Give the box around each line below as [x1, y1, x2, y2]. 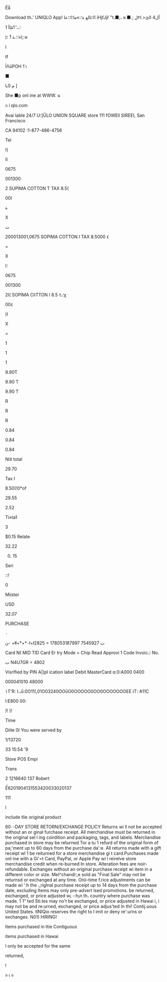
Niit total [5, 456, 22, 462]
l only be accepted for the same [5, 943, 71, 949]
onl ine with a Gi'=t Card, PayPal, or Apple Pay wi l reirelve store [5, 856, 137, 861]
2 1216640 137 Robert [5, 775, 50, 781]
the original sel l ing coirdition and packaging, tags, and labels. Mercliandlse [5, 834, 161, 840]
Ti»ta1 [5, 514, 17, 520]
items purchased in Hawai [5, 934, 59, 939]
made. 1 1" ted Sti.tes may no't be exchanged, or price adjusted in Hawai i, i [5, 898, 160, 904]
